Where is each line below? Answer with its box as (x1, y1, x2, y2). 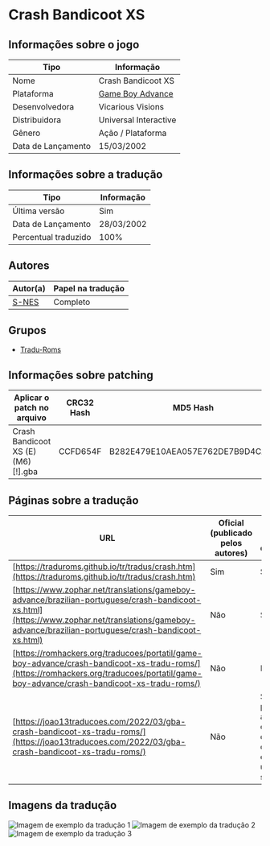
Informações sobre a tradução (8, 167, 163, 182)
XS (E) (12, 446, 37, 457)
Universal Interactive (98, 114, 177, 126)
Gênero (12, 127, 41, 138)
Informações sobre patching (8, 368, 154, 382)
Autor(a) (12, 283, 46, 294)
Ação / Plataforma (98, 127, 167, 138)
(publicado (210, 527, 253, 539)
